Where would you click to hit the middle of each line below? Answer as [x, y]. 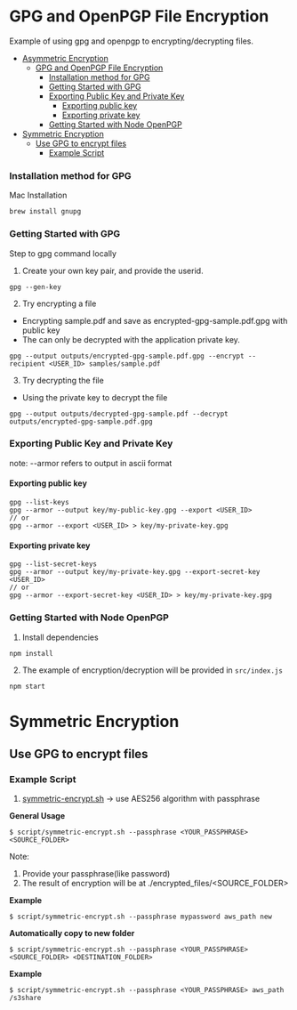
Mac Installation [38, 195]
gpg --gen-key [36, 287]
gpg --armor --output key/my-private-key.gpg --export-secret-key [135, 572]
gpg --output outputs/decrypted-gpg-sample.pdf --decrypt [119, 414]
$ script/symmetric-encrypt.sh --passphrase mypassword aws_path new [141, 917]
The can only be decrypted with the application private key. [131, 339]
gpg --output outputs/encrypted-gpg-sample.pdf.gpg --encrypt [127, 356]
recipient [28, 364]
